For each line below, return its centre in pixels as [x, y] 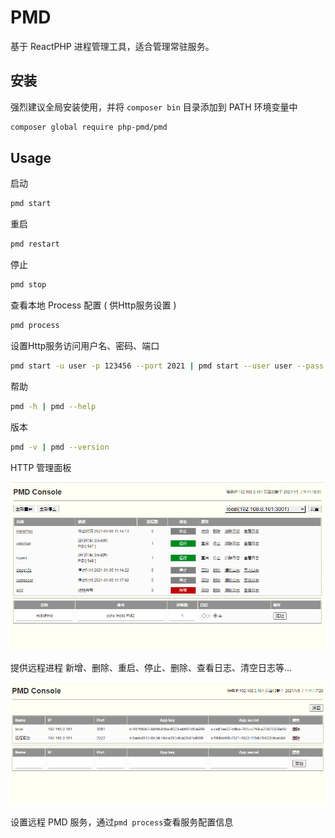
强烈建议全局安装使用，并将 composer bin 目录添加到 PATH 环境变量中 [154, 107]
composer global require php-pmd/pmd [89, 127]
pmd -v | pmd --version [60, 447]
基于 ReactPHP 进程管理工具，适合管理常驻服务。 [112, 46]
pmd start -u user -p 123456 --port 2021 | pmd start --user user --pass [167, 366]
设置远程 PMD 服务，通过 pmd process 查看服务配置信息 [122, 822]
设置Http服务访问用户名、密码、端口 [85, 345]
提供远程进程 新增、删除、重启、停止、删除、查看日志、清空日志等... [151, 667]
